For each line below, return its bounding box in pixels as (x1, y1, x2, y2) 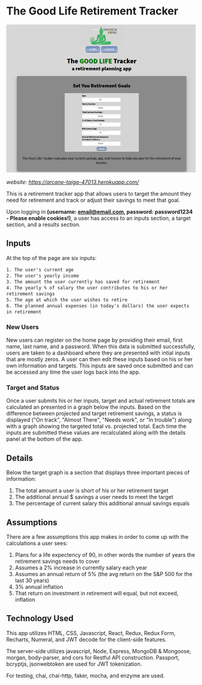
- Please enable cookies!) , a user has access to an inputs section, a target (6, 215, 191, 222)
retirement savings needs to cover (14, 558, 100, 565)
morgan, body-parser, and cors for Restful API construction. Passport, (6, 654, 180, 661)
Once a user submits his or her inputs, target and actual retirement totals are (6, 397, 195, 404)
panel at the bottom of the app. (6, 435, 83, 443)
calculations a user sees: (6, 540, 68, 547)
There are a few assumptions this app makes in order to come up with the (6, 533, 189, 541)
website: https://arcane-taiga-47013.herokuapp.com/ (6, 179, 139, 185)
